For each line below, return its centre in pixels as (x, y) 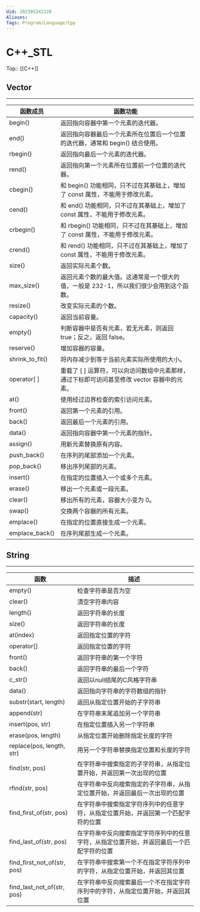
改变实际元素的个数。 (90, 306)
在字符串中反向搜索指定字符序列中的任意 (134, 833)
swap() (19, 511)
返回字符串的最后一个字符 (113, 669)
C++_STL (29, 52)
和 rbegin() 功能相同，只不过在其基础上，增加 (124, 225)
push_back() (27, 455)
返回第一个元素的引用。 (93, 411)
